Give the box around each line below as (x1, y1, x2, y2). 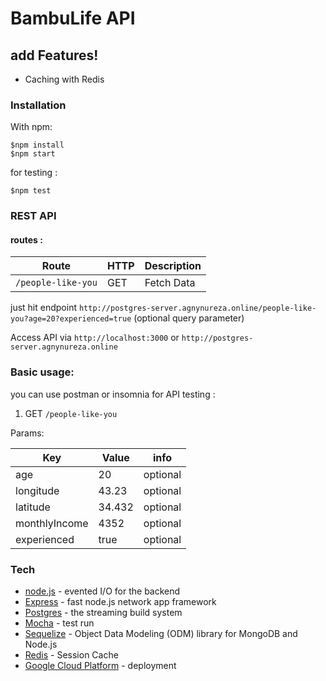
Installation (10, 98, 67, 112)
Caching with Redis (24, 73, 105, 85)
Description (144, 259, 202, 273)
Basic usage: (10, 365, 75, 379)
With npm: (10, 121, 53, 133)
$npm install (10, 140, 65, 151)
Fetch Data (144, 276, 196, 290)
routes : (10, 233, 43, 246)
